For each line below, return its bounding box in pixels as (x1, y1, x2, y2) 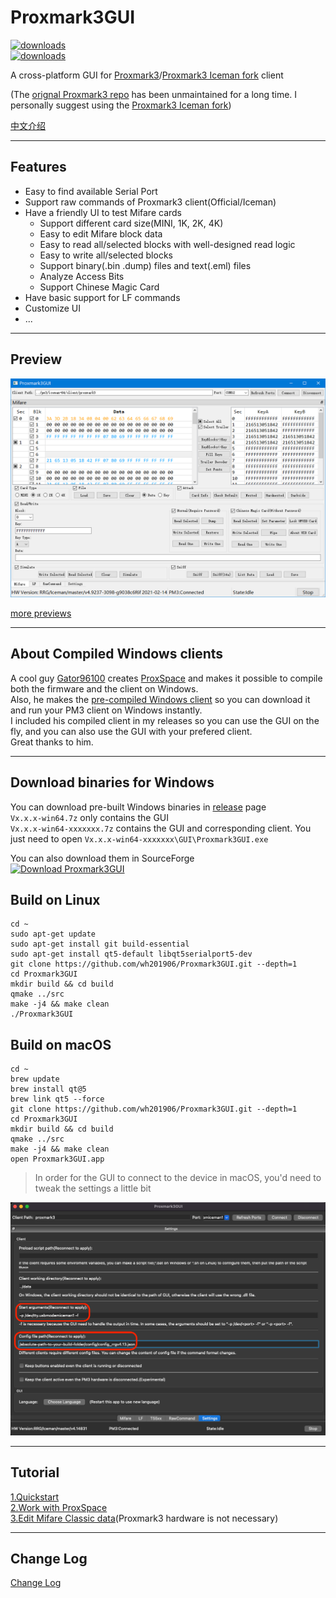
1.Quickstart (10, 1491, 60, 1503)
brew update (10, 1074, 60, 1085)
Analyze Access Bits (39, 270, 125, 282)
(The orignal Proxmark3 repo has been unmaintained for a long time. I (10, 88, 298, 100)
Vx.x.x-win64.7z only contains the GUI (10, 811, 170, 823)
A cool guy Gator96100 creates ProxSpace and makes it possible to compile (10, 672, 323, 684)
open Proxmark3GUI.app (10, 1154, 105, 1165)
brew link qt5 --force (10, 1094, 105, 1105)
